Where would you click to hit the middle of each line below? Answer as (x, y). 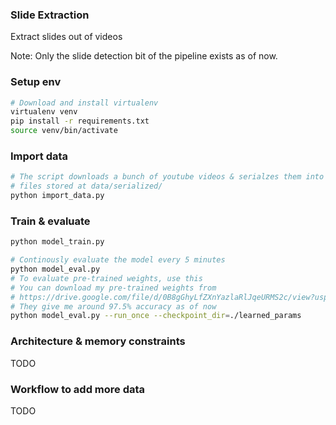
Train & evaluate (50, 221)
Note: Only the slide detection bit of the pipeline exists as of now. (144, 56)
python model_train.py (57, 242)
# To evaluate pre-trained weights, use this (106, 278)
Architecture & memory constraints (98, 341)
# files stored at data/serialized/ (86, 186)
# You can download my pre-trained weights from (113, 288)
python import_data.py (57, 196)
